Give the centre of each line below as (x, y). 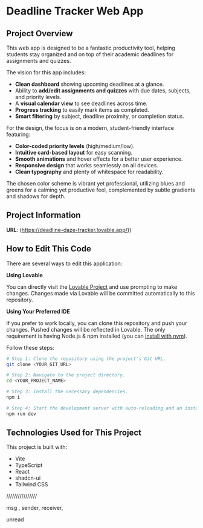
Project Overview (40, 34)
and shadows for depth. (36, 196)
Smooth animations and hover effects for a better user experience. (99, 159)
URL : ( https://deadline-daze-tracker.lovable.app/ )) (69, 230)
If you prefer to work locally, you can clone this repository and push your (97, 323)
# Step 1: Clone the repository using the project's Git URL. (86, 359)
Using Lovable (25, 275)
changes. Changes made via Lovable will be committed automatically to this (101, 293)
